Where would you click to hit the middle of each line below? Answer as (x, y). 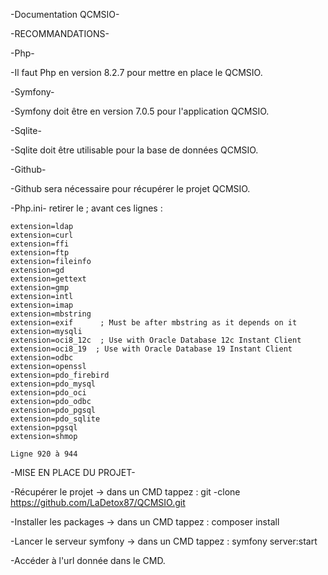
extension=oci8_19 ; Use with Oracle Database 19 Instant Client (151, 349)
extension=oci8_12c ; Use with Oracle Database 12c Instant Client (156, 340)
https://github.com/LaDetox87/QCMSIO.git (98, 502)
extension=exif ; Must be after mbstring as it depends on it (154, 323)
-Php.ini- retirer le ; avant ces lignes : (86, 208)
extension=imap (42, 305)
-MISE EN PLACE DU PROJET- (73, 472)
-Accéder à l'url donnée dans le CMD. (88, 560)
